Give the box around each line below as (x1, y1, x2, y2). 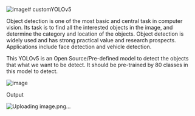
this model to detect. (6, 68, 58, 75)
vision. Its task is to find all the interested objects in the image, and (6, 24, 173, 31)
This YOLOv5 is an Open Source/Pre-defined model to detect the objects (6, 55, 189, 62)
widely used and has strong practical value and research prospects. (6, 37, 176, 43)
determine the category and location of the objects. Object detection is (6, 30, 184, 37)
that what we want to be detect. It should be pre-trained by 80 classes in (6, 61, 188, 68)
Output (6, 91, 24, 98)
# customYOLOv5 (27, 6, 72, 13)
